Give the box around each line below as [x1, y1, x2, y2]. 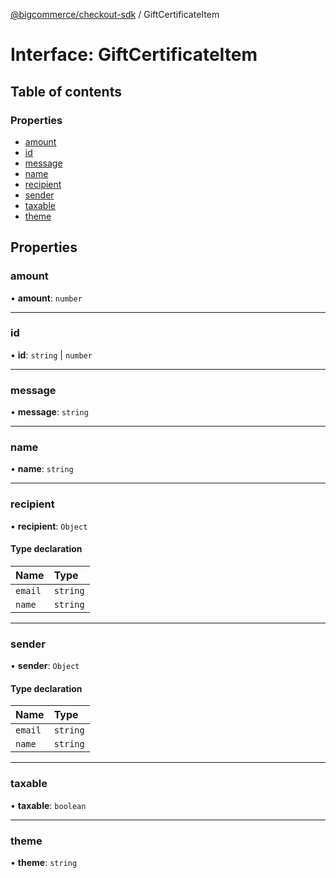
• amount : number [10, 292, 83, 304]
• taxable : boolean [10, 799, 87, 811]
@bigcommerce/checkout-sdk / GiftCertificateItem [10, 9, 220, 20]
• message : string [10, 406, 89, 418]
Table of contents [10, 83, 122, 100]
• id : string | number [10, 349, 93, 361]
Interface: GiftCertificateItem [10, 44, 258, 66]
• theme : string [10, 857, 78, 869]
